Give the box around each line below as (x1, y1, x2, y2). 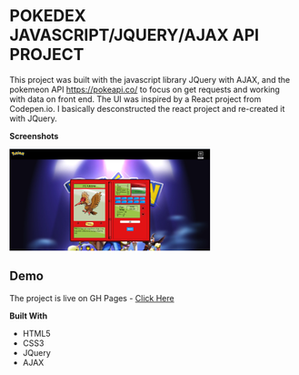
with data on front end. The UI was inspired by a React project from (9, 93, 262, 105)
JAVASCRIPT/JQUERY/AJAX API (9, 25, 260, 46)
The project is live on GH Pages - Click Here (9, 292, 174, 303)
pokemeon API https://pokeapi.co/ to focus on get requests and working (9, 84, 280, 95)
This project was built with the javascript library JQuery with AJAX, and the (9, 74, 291, 85)
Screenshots (9, 130, 59, 141)
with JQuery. (9, 113, 57, 124)
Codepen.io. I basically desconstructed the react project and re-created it (9, 103, 285, 114)
